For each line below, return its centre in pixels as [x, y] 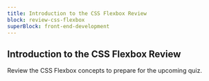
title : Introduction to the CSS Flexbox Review [77, 13]
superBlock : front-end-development [58, 26]
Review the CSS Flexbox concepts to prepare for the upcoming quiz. [105, 71]
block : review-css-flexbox [46, 20]
